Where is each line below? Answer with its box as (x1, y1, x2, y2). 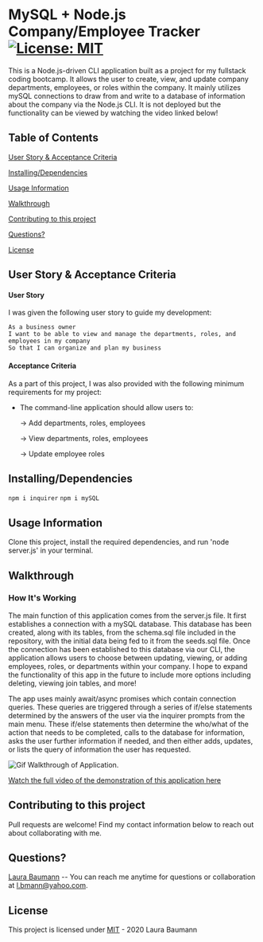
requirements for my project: (8, 387, 102, 397)
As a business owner (8, 323, 77, 331)
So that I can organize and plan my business (8, 344, 161, 352)
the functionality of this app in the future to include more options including (8, 670, 252, 679)
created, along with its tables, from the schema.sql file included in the (8, 627, 236, 637)
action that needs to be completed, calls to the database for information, (8, 727, 245, 737)
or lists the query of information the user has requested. (8, 745, 191, 754)
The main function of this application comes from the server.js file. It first (8, 611, 247, 620)
